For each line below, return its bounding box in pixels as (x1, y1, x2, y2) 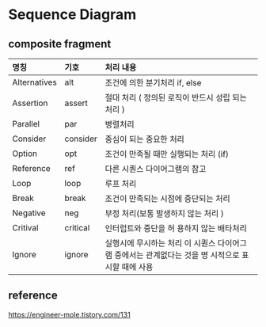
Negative (12, 207, 46, 219)
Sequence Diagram (8, 6, 137, 24)
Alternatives (12, 77, 57, 88)
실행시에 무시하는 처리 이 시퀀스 (104, 238, 216, 249)
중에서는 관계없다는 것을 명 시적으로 (114, 249, 240, 260)
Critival (12, 222, 39, 233)
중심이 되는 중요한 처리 (104, 134, 184, 144)
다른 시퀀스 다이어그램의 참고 (104, 164, 207, 174)
